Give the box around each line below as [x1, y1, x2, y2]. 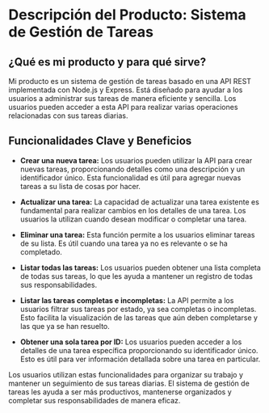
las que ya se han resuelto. [19, 321, 111, 331]
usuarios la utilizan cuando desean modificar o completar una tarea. [19, 214, 247, 224]
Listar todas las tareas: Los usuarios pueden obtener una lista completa [19, 263, 261, 272]
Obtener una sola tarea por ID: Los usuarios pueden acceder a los [19, 337, 242, 347]
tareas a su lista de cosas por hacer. [19, 181, 141, 191]
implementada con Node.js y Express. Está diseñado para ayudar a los [8, 85, 243, 95]
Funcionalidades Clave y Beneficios [8, 134, 192, 148]
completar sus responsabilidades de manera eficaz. [8, 395, 181, 405]
